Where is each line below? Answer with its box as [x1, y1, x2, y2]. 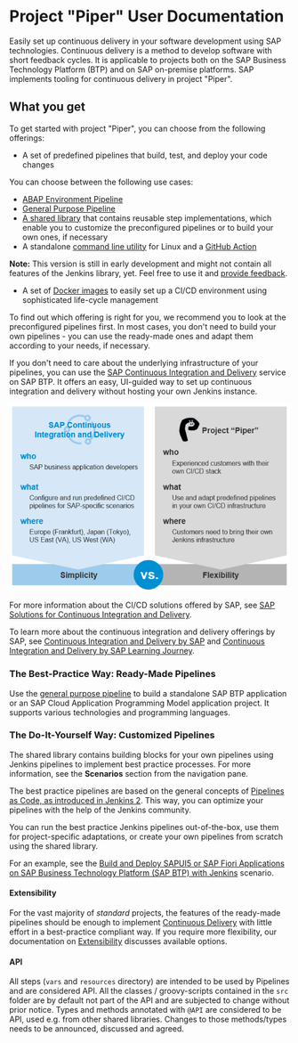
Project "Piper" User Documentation [9, 6, 285, 27]
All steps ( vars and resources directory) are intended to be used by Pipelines [9, 976, 290, 987]
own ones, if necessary [21, 232, 109, 242]
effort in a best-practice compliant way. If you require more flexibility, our [9, 926, 278, 937]
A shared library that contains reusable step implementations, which [21, 212, 272, 224]
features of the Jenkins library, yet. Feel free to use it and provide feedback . [9, 267, 287, 278]
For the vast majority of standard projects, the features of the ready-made [9, 908, 281, 918]
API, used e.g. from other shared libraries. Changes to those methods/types [9, 1014, 287, 1025]
